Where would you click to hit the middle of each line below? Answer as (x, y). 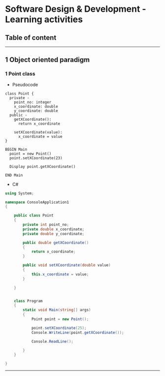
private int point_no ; (46, 225)
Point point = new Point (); (60, 319)
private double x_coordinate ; (54, 229)
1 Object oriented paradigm (47, 60)
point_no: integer (33, 102)
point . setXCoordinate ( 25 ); (59, 328)
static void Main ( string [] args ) (57, 310)
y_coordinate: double (36, 111)
